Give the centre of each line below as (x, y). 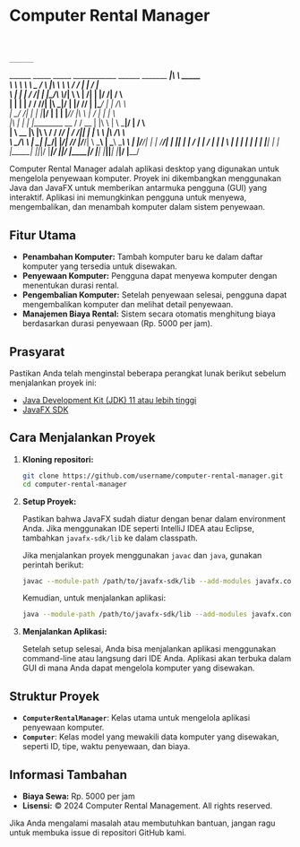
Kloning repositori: (58, 459)
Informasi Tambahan (69, 775)
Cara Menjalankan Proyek (82, 438)
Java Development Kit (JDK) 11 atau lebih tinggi (109, 400)
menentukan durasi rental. (70, 285)
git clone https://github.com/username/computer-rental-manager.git (153, 476)
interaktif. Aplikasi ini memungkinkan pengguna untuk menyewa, (128, 197)
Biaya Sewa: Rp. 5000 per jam (79, 796)
